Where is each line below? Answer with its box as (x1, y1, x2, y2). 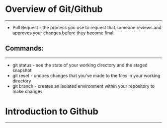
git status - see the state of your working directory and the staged (12, 62, 148, 68)
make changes (12, 88, 43, 94)
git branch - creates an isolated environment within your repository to (12, 83, 155, 89)
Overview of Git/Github (5, 3, 103, 15)
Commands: (5, 44, 44, 53)
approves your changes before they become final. (12, 30, 115, 36)
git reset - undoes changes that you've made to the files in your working (12, 72, 161, 78)
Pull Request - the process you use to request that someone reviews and (12, 24, 162, 30)
